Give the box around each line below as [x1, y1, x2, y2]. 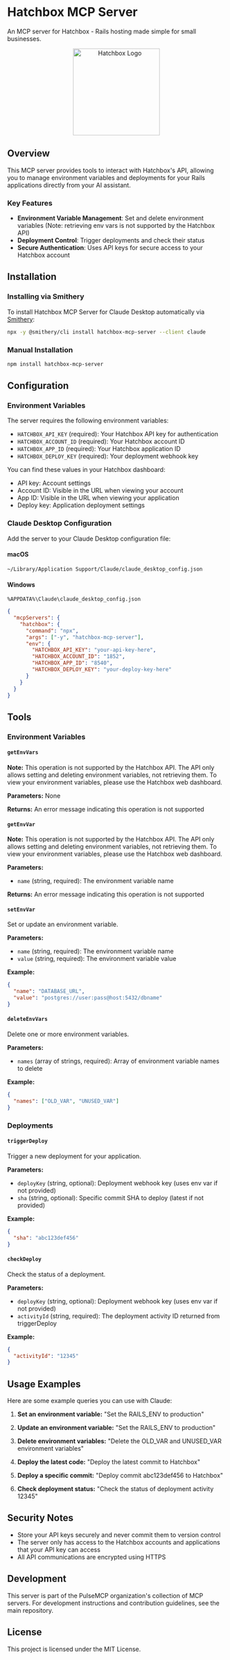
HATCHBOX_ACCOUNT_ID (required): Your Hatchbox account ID [17, 437, 185, 445]
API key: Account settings [17, 479, 91, 487]
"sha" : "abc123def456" [13, 1234, 79, 1241]
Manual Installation [7, 345, 73, 354]
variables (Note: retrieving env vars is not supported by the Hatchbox [17, 222, 215, 230]
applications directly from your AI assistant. [7, 181, 132, 189]
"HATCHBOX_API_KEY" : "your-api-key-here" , [32, 647, 157, 654]
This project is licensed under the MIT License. [7, 1645, 141, 1653]
